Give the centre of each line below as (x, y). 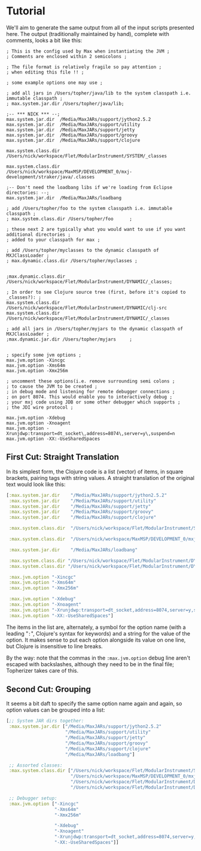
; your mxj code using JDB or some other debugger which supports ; (93, 402)
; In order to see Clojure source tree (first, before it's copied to (96, 292)
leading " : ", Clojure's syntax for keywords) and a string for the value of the (98, 633)
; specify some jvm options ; (44, 355)
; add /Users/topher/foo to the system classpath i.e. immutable (89, 208)
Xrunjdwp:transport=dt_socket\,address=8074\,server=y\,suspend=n (91, 433)
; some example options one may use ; (54, 83)
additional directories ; (38, 235)
